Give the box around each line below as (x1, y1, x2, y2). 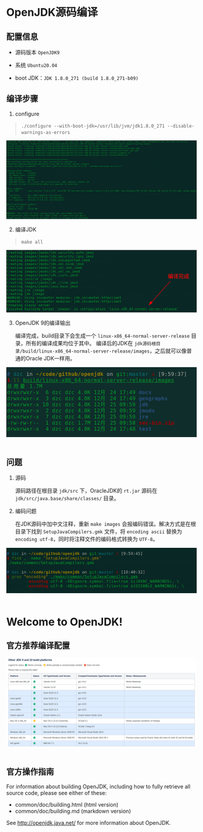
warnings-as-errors (21, 129, 71, 135)
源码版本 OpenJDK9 (14, 49, 60, 56)
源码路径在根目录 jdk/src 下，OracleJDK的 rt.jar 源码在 (14, 487, 158, 495)
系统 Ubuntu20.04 (14, 62, 57, 68)
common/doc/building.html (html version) (14, 801, 119, 808)
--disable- (167, 123, 195, 129)
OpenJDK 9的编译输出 (14, 319, 71, 327)
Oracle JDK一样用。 (25, 354, 76, 362)
